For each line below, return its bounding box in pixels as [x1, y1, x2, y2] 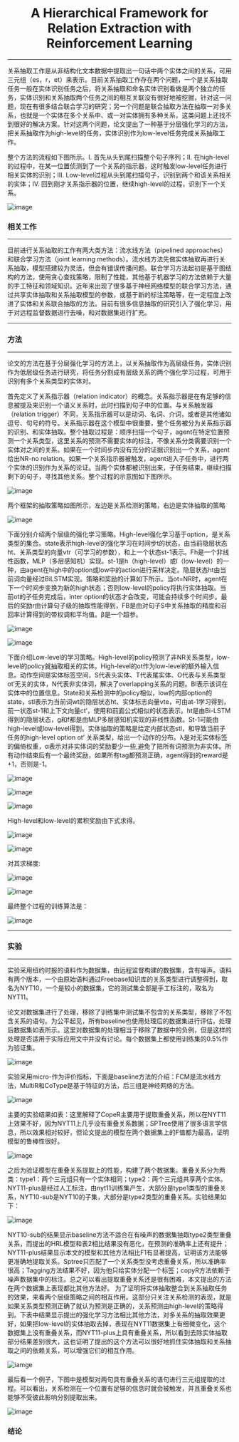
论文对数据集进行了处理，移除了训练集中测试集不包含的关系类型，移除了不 [7, 1007, 225, 1016]
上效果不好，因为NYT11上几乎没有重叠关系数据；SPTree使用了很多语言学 [7, 1119, 222, 1127]
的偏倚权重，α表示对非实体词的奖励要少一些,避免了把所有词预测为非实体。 [7, 742, 225, 750]
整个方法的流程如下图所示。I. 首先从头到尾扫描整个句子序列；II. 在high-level [7, 152, 230, 161]
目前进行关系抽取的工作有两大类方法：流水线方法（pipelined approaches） [7, 246, 227, 254]
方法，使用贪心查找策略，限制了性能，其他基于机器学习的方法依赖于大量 [19, 273, 232, 281]
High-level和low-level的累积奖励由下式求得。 [7, 816, 139, 824]
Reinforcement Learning [46, 36, 193, 51]
